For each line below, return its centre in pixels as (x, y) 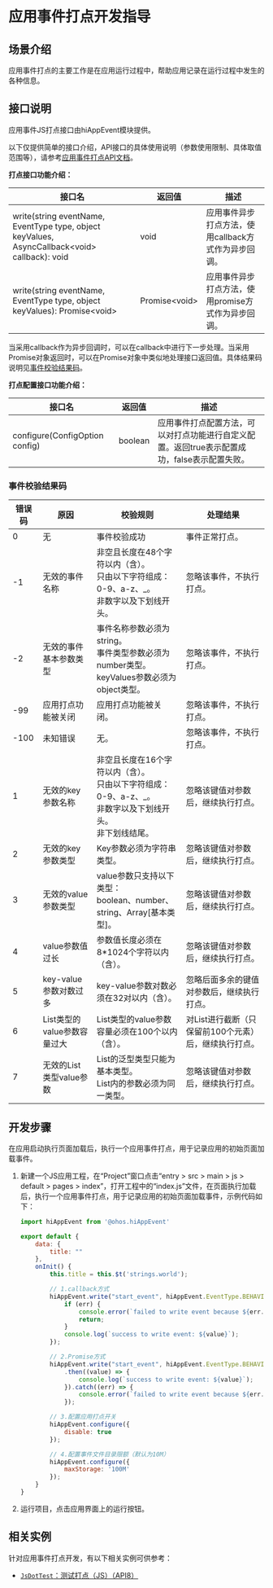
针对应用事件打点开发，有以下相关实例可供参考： (90, 1558)
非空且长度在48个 (130, 552)
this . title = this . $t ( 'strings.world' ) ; (119, 1274)
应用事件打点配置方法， (202, 423)
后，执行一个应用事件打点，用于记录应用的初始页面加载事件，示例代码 (138, 1196)
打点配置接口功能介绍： (48, 384)
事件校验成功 (121, 537)
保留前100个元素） (222, 1032)
